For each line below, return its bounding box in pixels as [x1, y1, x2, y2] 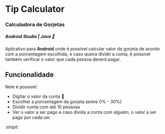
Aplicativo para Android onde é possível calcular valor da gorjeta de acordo [5, 46, 160, 52]
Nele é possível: [5, 84, 38, 89]
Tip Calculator [5, 3, 65, 15]
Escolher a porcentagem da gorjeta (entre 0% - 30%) [12, 98, 122, 104]
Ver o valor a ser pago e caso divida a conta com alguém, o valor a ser [12, 109, 157, 115]
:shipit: [5, 124, 19, 130]
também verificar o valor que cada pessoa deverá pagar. [5, 56, 121, 62]
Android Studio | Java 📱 [5, 33, 55, 39]
